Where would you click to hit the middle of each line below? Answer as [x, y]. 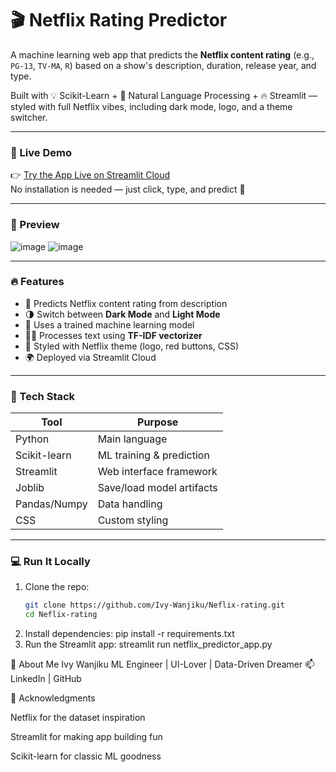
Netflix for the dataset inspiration [78, 718]
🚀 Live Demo [41, 152]
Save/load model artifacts [157, 488]
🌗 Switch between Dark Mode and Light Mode [122, 314]
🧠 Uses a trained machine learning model [109, 324]
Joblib [30, 488]
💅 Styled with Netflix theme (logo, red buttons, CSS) [132, 346]
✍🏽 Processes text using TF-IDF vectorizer [113, 335]
